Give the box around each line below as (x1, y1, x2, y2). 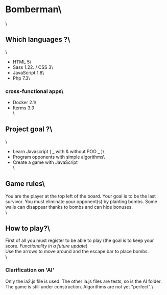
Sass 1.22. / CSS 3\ (12, 64, 53, 70)
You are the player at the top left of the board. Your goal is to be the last (5, 193, 156, 199)
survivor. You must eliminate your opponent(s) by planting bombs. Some (5, 198, 157, 205)
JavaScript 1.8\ (12, 69, 44, 76)
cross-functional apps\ (5, 88, 64, 95)
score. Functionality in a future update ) (5, 243, 88, 249)
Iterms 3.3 (12, 105, 35, 111)
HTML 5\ (12, 59, 32, 65)
